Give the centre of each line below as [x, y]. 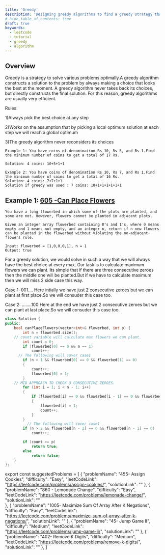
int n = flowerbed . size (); [50, 333]
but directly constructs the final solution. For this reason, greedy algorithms [81, 93]
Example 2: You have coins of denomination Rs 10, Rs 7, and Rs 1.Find [80, 172]
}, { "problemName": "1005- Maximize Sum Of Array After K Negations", [78, 505]
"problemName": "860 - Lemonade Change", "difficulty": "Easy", [70, 490]
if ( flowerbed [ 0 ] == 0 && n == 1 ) [58, 346]
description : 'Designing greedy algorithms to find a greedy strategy [79, 14]
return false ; [46, 456]
